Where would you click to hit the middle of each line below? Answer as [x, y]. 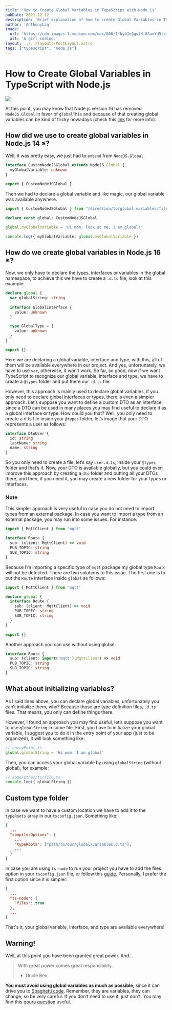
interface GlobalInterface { [41, 307]
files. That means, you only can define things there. [59, 712]
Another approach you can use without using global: [61, 644]
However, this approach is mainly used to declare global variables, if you [82, 391]
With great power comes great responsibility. [65, 966]
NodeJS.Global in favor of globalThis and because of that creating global [82, 114]
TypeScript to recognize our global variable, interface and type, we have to [84, 376]
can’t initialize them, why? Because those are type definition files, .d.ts [81, 707]
